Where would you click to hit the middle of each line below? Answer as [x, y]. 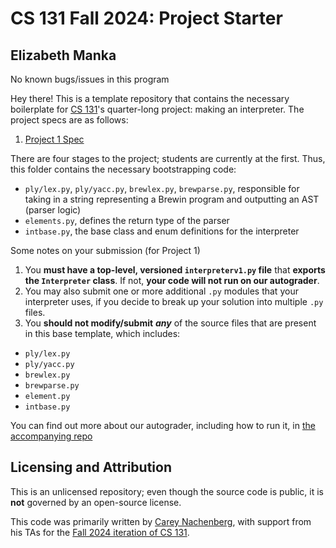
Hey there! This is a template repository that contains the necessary [150, 98]
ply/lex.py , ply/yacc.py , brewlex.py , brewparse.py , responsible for [162, 188]
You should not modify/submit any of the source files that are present [170, 323]
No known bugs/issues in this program [90, 79]
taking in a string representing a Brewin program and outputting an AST [172, 199]
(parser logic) [53, 210]
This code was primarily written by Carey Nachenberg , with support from [161, 521]
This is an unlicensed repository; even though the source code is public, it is [167, 491]
